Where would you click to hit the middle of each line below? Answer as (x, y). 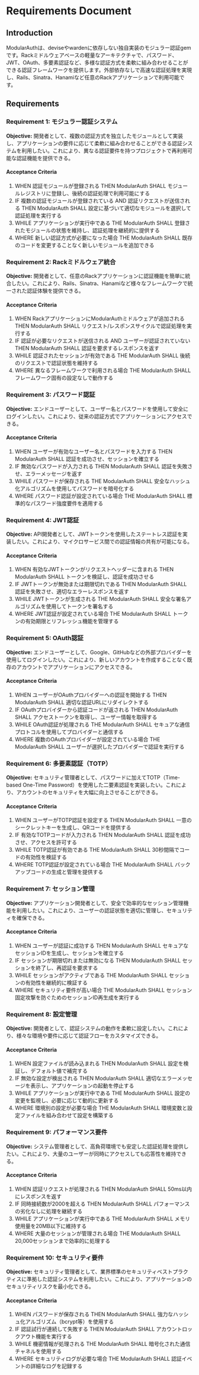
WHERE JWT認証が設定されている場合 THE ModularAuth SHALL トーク (101, 614)
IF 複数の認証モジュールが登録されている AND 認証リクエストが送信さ (100, 200)
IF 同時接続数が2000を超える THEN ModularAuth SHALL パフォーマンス (102, 1204)
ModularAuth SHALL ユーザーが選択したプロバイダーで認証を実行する (99, 746)
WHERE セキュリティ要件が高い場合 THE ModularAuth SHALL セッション (103, 990)
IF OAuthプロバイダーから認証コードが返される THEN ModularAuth (96, 709)
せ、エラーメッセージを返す (48, 474)
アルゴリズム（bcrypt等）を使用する (70, 1322)
